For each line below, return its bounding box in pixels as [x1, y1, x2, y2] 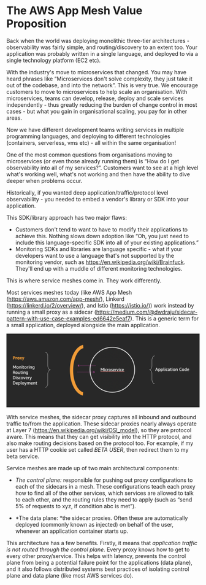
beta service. [6, 452, 40, 460]
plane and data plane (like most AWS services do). [6, 571, 134, 579]
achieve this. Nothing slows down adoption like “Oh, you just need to [15, 232, 189, 239]
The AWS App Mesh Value [6, 4, 143, 18]
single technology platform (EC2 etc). [6, 56, 101, 64]
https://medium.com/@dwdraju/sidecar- [96, 308, 198, 316]
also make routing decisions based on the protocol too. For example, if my [6, 440, 194, 447]
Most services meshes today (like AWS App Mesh [6, 289, 132, 296]
